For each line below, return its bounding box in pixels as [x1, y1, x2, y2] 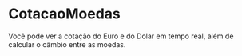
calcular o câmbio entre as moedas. [8, 39, 126, 49]
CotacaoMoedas [8, 5, 121, 23]
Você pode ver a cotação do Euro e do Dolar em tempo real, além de [8, 31, 234, 41]
